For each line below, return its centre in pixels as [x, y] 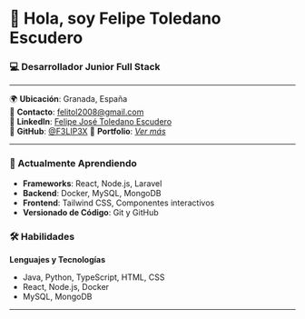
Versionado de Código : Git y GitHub [90, 212]
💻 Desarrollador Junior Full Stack [85, 67]
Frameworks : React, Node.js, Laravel [92, 183]
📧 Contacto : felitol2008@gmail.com [77, 112]
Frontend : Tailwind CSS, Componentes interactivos [118, 203]
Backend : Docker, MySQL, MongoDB [92, 193]
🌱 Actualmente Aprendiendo [74, 164]
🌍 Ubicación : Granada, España [69, 99]
